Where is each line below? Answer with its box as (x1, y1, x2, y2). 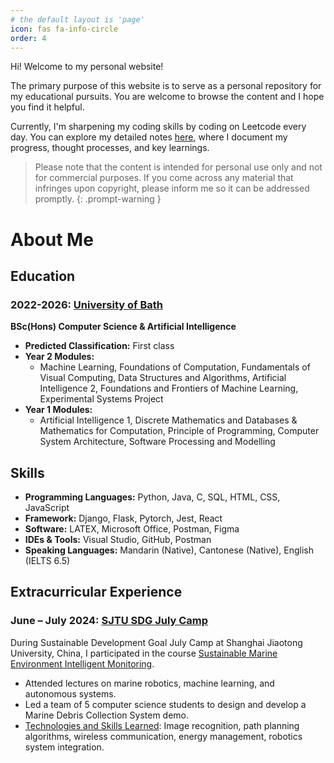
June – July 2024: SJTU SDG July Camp (10, 614, 209, 628)
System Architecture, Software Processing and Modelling (39, 436, 276, 448)
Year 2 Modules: (24, 351, 95, 363)
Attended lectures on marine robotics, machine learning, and (24, 677, 275, 689)
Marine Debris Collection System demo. (24, 709, 190, 721)
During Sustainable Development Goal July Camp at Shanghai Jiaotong (10, 636, 303, 648)
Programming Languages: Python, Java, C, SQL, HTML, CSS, (24, 491, 281, 503)
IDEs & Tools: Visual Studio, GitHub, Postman (24, 534, 212, 546)
